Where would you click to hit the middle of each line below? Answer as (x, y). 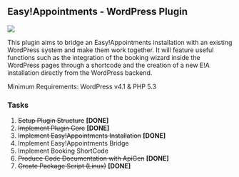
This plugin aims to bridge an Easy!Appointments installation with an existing (120, 42)
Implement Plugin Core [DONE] (63, 128)
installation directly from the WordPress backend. (80, 72)
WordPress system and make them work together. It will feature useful (111, 50)
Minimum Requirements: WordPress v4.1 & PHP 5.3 (82, 86)
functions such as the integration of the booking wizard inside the (104, 57)
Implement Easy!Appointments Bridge (73, 143)
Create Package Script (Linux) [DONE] (74, 166)
